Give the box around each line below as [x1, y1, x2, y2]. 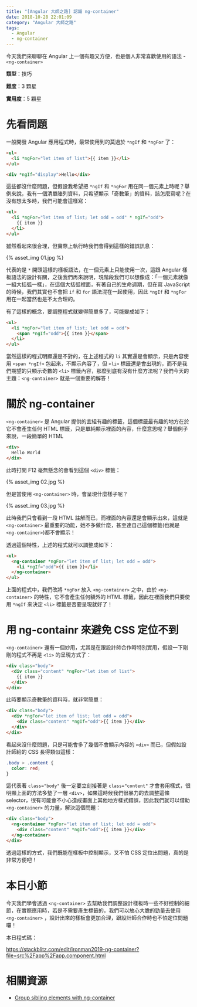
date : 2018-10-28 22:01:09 [6, 14, 72, 20]
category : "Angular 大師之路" [6, 19, 76, 25]
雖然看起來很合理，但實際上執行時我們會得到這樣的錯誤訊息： [6, 242, 155, 249]
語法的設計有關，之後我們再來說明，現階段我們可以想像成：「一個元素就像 [11, 273, 189, 280]
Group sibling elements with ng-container [14, 994, 116, 1001]
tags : [6, 25, 19, 31]
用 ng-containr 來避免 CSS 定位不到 [6, 624, 179, 637]
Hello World [11, 450, 41, 455]
